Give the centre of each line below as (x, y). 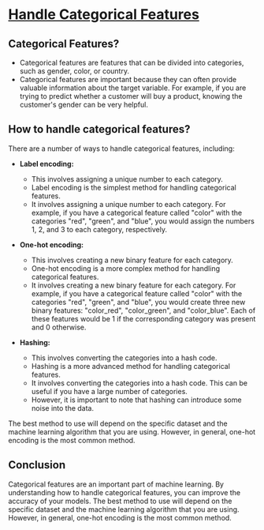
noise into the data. (63, 408)
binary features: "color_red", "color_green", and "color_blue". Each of (143, 310)
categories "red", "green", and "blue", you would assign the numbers (143, 221)
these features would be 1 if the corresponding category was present (143, 318)
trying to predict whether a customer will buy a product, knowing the (131, 96)
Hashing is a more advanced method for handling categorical (131, 366)
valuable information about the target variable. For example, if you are (133, 88)
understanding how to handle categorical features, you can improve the (125, 492)
